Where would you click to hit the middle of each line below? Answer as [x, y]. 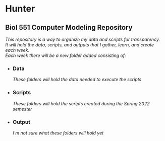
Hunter [20, 9]
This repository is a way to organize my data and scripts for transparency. [83, 39]
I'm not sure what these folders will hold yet [58, 133]
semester [22, 109]
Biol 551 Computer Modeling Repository [69, 27]
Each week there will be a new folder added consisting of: [66, 55]
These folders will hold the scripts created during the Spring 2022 [81, 103]
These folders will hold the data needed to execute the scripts [77, 80]
